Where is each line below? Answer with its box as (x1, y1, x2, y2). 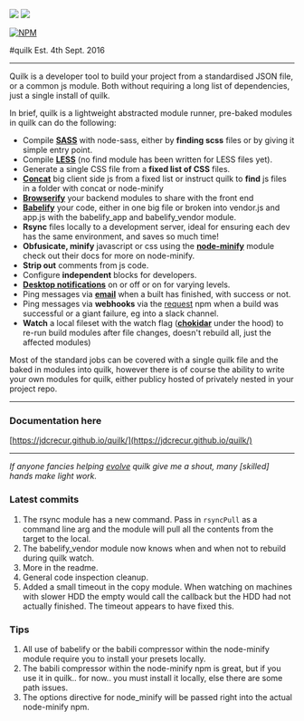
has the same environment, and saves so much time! (22, 231, 219, 242)
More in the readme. (22, 562, 99, 572)
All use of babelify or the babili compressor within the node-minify (22, 643, 270, 654)
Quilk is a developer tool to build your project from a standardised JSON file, (9, 71, 294, 82)
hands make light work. (9, 471, 98, 482)
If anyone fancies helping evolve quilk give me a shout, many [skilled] (9, 461, 270, 472)
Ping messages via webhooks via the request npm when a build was (22, 299, 279, 309)
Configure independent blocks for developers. (22, 270, 197, 280)
